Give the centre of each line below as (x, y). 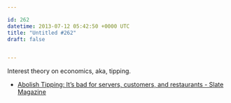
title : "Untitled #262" (42, 33)
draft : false (26, 39)
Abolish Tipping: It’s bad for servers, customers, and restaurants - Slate (120, 85)
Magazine (32, 92)
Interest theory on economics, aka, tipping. (69, 71)
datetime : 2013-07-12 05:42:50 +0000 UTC (69, 26)
